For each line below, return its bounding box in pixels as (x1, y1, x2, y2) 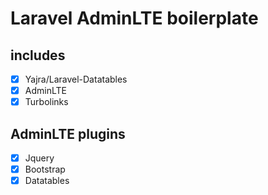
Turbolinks (24, 96, 69, 108)
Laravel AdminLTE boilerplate (10, 7, 259, 30)
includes (10, 47, 66, 64)
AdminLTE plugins (10, 125, 126, 142)
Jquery (24, 152, 55, 164)
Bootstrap (24, 163, 66, 176)
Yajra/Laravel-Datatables (24, 73, 128, 85)
